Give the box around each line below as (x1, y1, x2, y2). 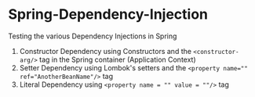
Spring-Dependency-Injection (8, 5, 209, 23)
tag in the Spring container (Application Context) (38, 55, 196, 64)
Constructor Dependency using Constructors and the (19, 46, 192, 56)
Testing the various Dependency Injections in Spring (8, 31, 177, 41)
